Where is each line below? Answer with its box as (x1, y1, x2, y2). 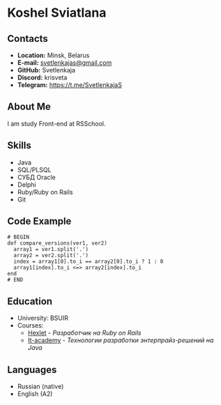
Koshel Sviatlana (7, 5, 107, 21)
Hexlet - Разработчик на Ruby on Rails (27, 329, 142, 337)
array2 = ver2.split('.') (13, 252, 89, 259)
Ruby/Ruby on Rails (17, 188, 73, 196)
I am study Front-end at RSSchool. (7, 119, 106, 128)
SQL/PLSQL (17, 165, 52, 174)
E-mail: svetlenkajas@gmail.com (17, 59, 112, 67)
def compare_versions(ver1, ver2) (7, 240, 108, 247)
